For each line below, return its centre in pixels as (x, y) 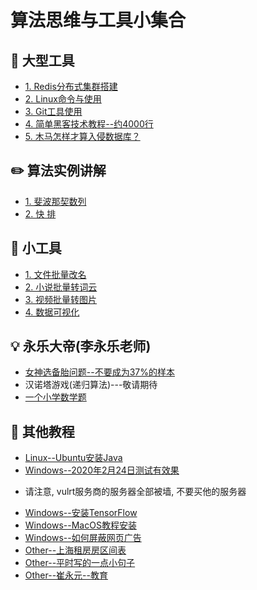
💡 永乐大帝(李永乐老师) (81, 346)
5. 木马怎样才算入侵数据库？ (82, 136)
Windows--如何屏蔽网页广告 (83, 538)
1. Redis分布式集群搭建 (71, 86)
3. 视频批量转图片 (61, 299)
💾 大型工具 (42, 60)
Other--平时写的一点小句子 (80, 563)
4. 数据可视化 (52, 312)
